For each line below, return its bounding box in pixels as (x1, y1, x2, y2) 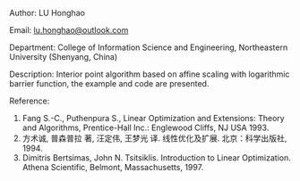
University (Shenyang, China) (9, 52, 118, 62)
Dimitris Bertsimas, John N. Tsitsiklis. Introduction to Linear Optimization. (21, 152, 291, 163)
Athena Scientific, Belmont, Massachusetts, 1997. (21, 162, 204, 172)
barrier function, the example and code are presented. (9, 78, 210, 88)
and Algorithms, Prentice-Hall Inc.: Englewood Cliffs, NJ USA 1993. (21, 122, 270, 133)
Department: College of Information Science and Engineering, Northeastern (9, 42, 288, 53)
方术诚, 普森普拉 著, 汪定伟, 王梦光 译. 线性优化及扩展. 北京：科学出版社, (21, 133, 287, 144)
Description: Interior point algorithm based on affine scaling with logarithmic (9, 69, 290, 79)
